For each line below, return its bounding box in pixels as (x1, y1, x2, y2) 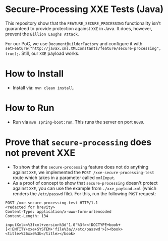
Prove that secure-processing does (5, 137, 152, 148)
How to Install (5, 68, 64, 79)
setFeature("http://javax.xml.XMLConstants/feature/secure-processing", (5, 46, 161, 51)
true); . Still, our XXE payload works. (5, 50, 80, 56)
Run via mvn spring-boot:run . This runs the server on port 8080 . (12, 119, 145, 125)
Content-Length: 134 (5, 213, 49, 218)
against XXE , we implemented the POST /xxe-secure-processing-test (12, 169, 155, 175)
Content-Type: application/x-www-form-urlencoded (5, 209, 112, 214)
